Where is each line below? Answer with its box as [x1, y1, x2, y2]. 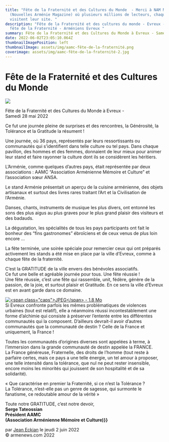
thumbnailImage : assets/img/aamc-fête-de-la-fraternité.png [5, 45, 134, 50]
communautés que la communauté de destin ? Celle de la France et [5, 324, 145, 330]
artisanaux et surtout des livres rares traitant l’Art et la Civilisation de [5, 190, 147, 196]
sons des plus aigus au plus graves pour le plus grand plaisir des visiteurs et [5, 210, 163, 216]
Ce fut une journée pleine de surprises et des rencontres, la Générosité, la [5, 123, 159, 129]
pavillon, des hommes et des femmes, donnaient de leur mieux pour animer [5, 149, 162, 155]
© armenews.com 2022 [5, 432, 55, 438]
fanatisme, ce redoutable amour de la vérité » [5, 391, 100, 397]
